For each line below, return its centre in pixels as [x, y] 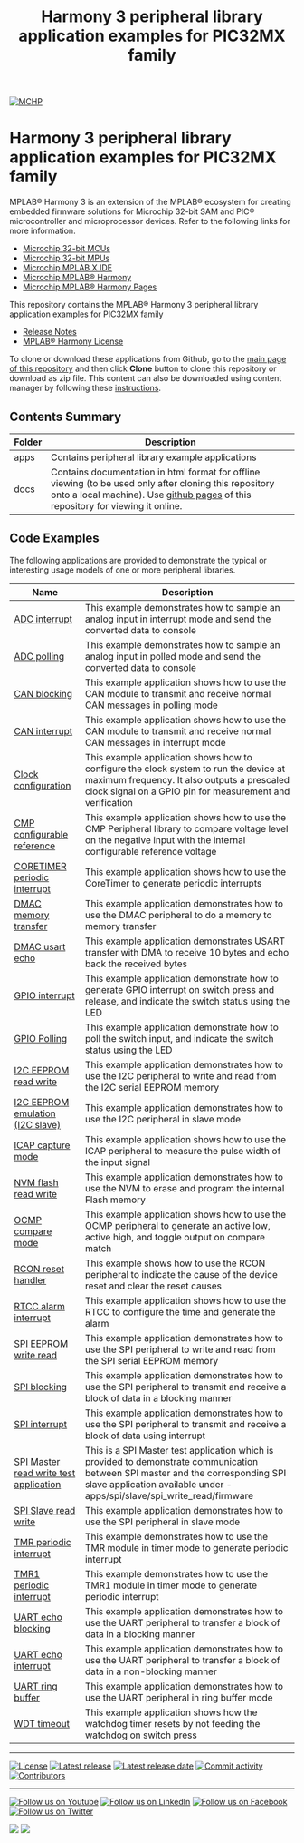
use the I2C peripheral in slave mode [163, 1119]
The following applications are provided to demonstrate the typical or [138, 560]
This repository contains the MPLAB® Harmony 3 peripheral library [134, 305]
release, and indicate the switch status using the [187, 1001]
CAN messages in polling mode [152, 705]
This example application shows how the [171, 1712]
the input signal [118, 1162]
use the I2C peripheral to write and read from [181, 1075]
